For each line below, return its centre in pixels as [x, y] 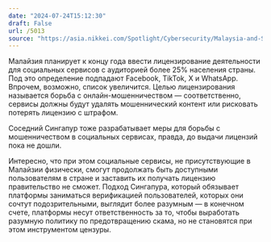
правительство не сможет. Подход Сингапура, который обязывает [124, 187]
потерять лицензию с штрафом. [63, 113]
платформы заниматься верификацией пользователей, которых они [126, 195]
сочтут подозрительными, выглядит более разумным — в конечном [126, 204]
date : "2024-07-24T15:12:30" [57, 16]
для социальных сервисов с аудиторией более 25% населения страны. [132, 70]
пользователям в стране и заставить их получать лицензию [112, 178]
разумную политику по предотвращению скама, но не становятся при [130, 221]
